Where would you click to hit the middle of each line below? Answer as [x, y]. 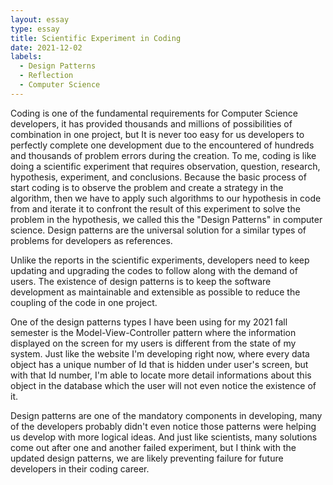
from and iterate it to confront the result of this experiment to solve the [155, 208]
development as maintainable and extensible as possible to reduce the [155, 292]
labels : [26, 57]
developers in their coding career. [80, 468]
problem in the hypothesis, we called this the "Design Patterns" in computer [166, 219]
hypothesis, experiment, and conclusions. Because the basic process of [158, 177]
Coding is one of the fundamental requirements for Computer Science [154, 113]
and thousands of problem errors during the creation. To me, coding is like [163, 155]
